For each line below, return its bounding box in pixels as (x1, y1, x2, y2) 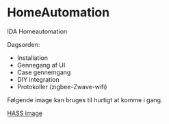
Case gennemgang (16, 68, 71, 76)
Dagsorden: (7, 40, 40, 48)
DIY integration (16, 75, 60, 83)
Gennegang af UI (16, 61, 66, 69)
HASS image (7, 109, 43, 117)
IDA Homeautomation (7, 27, 68, 35)
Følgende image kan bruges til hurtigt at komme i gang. (7, 95, 163, 104)
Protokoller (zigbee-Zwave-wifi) (16, 82, 107, 91)
